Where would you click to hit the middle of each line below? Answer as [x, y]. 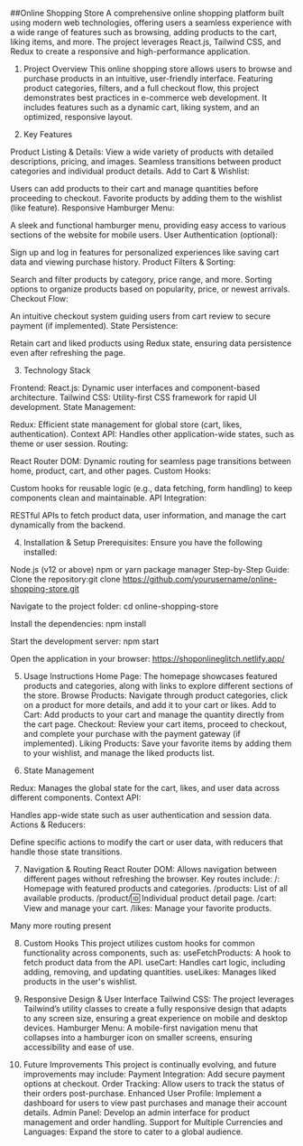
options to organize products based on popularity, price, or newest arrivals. [150, 289]
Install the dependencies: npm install [78, 624]
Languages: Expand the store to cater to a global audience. [133, 1132]
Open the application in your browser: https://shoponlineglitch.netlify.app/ [147, 659]
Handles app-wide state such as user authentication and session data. [141, 815]
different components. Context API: [76, 797]
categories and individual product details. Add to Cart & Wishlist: [130, 171]
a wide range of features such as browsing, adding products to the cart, [144, 32]
